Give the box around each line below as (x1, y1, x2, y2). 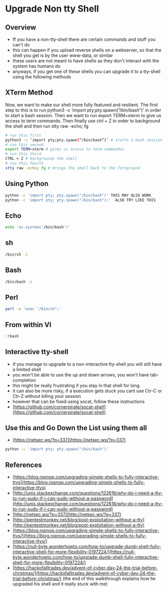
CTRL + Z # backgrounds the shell (5, 156, 78, 161)
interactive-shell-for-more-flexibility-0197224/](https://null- (12, 549, 136, 555)
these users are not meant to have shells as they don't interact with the (12, 58, 159, 63)
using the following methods (12, 74, 71, 79)
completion (12, 377, 36, 383)
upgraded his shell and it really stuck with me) (12, 581, 108, 587)
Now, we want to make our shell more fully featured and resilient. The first (5, 102, 158, 108)
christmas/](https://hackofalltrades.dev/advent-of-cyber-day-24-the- (12, 570, 156, 576)
